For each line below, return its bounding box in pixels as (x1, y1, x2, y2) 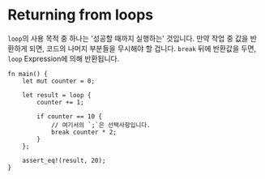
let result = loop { (22, 91, 92, 99)
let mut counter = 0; (22, 77, 95, 85)
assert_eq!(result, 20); (22, 156, 106, 164)
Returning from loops (7, 6, 154, 24)
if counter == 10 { (36, 112, 103, 121)
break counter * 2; (50, 128, 117, 136)
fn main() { (7, 70, 48, 78)
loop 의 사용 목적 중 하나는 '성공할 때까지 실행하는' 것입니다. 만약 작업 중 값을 (7, 33, 249, 43)
